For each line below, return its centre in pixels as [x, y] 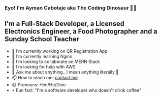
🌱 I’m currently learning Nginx [42, 56]
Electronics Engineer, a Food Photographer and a [81, 32]
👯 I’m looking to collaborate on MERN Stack [56, 62]
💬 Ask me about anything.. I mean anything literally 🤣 [65, 72]
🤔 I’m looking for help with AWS [44, 66]
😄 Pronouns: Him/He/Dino [39, 84]
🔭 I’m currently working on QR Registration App [60, 51]
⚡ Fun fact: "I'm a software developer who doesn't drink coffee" [76, 90]
